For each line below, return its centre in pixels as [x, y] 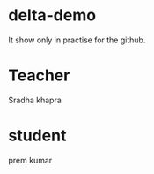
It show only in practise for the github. [77, 40]
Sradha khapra [35, 100]
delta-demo [52, 15]
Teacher [39, 76]
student [37, 136]
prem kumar [30, 160]
